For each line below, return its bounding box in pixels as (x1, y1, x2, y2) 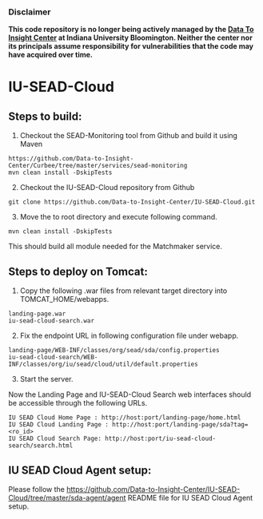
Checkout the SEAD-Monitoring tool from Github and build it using (19, 131, 238, 141)
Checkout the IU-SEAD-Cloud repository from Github (19, 183, 195, 192)
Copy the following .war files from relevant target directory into (19, 286, 228, 295)
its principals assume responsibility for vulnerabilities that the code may (8, 42, 254, 51)
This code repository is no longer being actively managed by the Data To (8, 25, 254, 34)
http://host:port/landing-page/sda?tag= (111, 421, 249, 429)
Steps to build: (8, 109, 82, 123)
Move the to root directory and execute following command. (19, 212, 217, 222)
